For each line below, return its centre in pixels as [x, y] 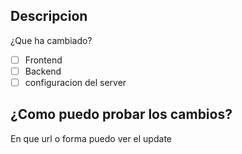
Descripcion [49, 16]
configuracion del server [75, 82]
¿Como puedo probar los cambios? [121, 114]
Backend [43, 71]
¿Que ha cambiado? [51, 40]
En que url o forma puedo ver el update [91, 138]
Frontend [43, 60]
